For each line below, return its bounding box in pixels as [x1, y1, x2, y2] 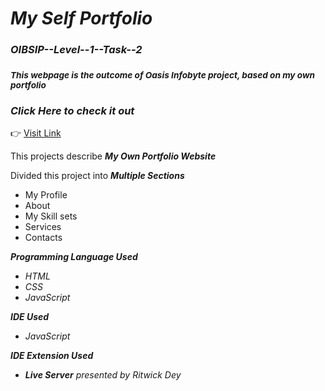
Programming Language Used [10, 251, 138, 263]
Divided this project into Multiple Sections [10, 170, 185, 182]
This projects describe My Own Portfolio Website [10, 150, 217, 162]
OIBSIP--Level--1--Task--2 [10, 43, 143, 57]
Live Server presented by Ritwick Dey [24, 369, 182, 381]
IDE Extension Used [10, 350, 94, 362]
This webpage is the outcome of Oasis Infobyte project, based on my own [10, 70, 316, 81]
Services [24, 221, 62, 233]
